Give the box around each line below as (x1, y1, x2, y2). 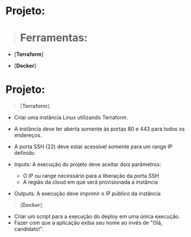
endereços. (14, 132, 42, 139)
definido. (14, 150, 36, 157)
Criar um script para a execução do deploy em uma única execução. (14, 213, 180, 220)
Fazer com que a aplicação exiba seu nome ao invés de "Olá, (14, 219, 163, 226)
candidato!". (14, 226, 44, 233)
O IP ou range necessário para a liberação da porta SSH (22, 173, 159, 180)
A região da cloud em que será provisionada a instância (22, 178, 158, 186)
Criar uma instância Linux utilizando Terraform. (14, 114, 129, 121)
